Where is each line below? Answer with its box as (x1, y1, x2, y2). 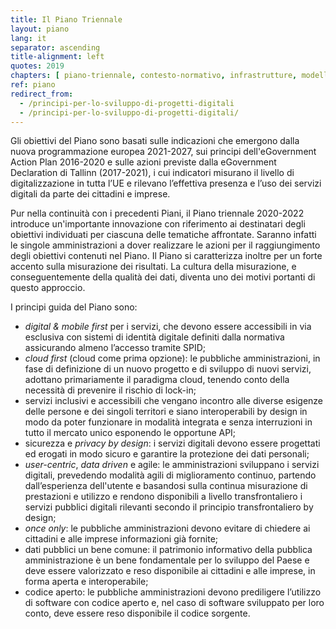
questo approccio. (10, 282, 86, 294)
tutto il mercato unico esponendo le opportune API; (24, 427, 237, 439)
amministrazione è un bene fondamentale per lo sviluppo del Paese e (24, 554, 310, 566)
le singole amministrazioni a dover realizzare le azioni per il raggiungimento (10, 239, 321, 251)
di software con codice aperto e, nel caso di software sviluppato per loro (24, 597, 325, 609)
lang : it (10, 33, 47, 43)
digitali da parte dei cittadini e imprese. (10, 188, 171, 200)
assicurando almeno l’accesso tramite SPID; (24, 342, 206, 354)
